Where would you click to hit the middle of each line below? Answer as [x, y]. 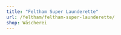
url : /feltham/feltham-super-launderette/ [60, 17]
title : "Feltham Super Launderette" [52, 12]
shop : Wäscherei [27, 23]
